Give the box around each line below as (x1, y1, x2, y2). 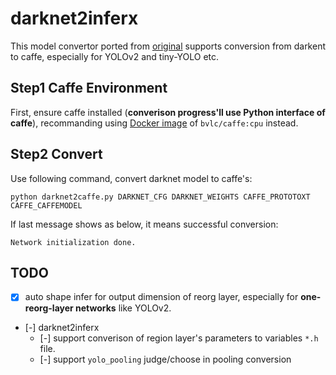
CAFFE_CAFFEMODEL (10, 200, 83, 211)
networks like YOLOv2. (75, 302, 172, 314)
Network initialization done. (10, 237, 137, 247)
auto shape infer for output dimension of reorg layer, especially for (24, 291, 299, 303)
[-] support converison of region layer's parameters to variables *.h (39, 332, 319, 344)
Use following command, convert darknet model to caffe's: (10, 172, 253, 184)
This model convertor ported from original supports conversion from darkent (10, 40, 327, 52)
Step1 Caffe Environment (10, 80, 168, 97)
